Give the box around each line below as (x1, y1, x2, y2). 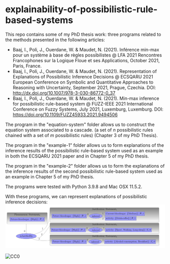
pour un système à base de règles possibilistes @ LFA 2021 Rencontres (12, 52, 162, 58)
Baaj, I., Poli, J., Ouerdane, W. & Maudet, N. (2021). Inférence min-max (12, 46, 159, 52)
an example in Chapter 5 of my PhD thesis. (5, 173, 95, 179)
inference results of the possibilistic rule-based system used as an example (5, 147, 163, 153)
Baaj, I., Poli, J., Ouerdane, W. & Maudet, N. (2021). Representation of (12, 68, 157, 74)
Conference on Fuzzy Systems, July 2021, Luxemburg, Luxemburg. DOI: (12, 106, 164, 112)
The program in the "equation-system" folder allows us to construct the (5, 121, 155, 127)
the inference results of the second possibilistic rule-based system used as (5, 168, 162, 174)
